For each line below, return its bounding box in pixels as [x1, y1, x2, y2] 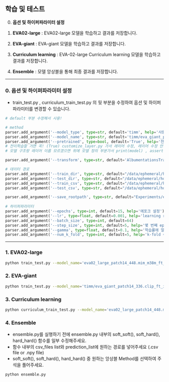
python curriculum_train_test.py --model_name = [5, 307, 107, 312]
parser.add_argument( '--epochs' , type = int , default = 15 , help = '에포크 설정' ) [5, 209, 164, 214]
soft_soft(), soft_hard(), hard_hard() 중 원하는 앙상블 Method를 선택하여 [12, 356, 156, 362]
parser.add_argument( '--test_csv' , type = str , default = [5, 185, 123, 190]
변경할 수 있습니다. [34, 106, 71, 112]
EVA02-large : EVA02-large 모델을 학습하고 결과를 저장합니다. [12, 30, 137, 36]
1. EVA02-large [5, 249, 43, 256]
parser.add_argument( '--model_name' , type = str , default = [5, 134, 127, 139]
